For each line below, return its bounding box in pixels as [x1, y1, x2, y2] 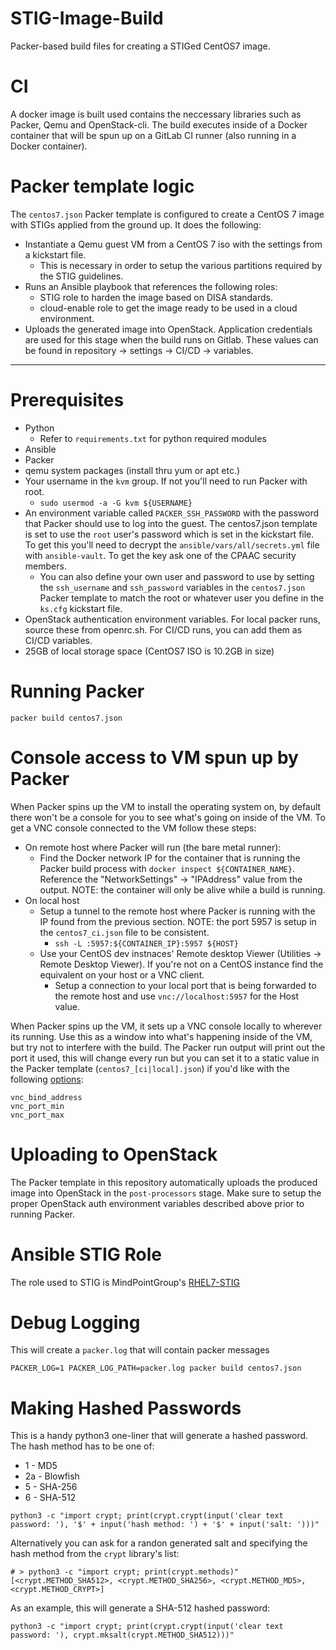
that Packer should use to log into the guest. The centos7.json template [24, 517, 318, 529]
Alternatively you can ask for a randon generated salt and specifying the [10, 1537, 308, 1549]
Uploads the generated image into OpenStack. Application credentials [24, 323, 313, 335]
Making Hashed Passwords [10, 1397, 242, 1419]
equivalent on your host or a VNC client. [39, 968, 205, 981]
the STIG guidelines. [39, 270, 124, 282]
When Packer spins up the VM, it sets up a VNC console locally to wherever [10, 1020, 323, 1032]
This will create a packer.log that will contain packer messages [10, 1344, 270, 1356]
